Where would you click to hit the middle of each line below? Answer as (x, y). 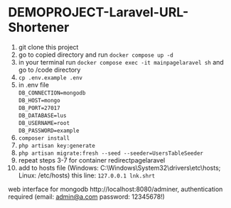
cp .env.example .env (50, 78)
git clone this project (48, 47)
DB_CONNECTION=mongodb (52, 93)
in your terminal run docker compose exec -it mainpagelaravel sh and (121, 62)
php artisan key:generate (57, 146)
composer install (44, 138)
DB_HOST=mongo (39, 100)
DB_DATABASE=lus (42, 115)
